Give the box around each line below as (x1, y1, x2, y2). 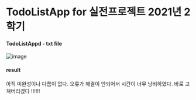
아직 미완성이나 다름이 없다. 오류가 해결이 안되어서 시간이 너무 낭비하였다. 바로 (6, 80, 184, 87)
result (6, 66, 21, 73)
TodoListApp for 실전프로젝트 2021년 (6, 5, 182, 19)
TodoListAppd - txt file (6, 40, 63, 47)
